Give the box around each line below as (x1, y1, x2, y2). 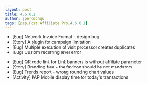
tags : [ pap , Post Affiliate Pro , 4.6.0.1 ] (5, 20, 88, 26)
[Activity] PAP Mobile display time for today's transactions (12, 74, 129, 80)
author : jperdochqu (5, 16, 45, 21)
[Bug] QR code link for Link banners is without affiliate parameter (12, 59, 142, 65)
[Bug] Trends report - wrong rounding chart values (12, 69, 114, 75)
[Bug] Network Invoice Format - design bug (12, 34, 99, 40)
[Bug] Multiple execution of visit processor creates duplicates (12, 44, 135, 50)
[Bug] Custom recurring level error (12, 50, 82, 55)
